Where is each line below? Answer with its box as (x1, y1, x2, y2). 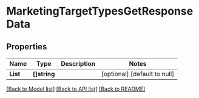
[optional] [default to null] (101, 70, 175, 78)
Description (60, 60, 96, 68)
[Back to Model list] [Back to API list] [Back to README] (6, 85, 146, 93)
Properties (6, 41, 47, 52)
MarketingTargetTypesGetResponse (6, 4, 194, 18)
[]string (32, 70, 55, 78)
